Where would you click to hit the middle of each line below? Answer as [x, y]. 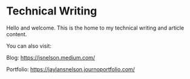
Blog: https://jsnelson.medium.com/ [51, 57]
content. [17, 34]
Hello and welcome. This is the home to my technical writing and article [95, 28]
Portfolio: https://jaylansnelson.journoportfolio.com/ [70, 69]
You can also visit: [29, 46]
